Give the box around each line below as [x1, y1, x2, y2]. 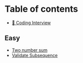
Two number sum [11, 47, 48, 53]
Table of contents [4, 3, 79, 15]
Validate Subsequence [11, 52, 58, 58]
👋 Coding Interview [11, 20, 51, 26]
